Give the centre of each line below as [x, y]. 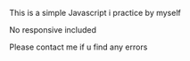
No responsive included [53, 30]
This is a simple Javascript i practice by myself [95, 13]
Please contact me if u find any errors [78, 47]
